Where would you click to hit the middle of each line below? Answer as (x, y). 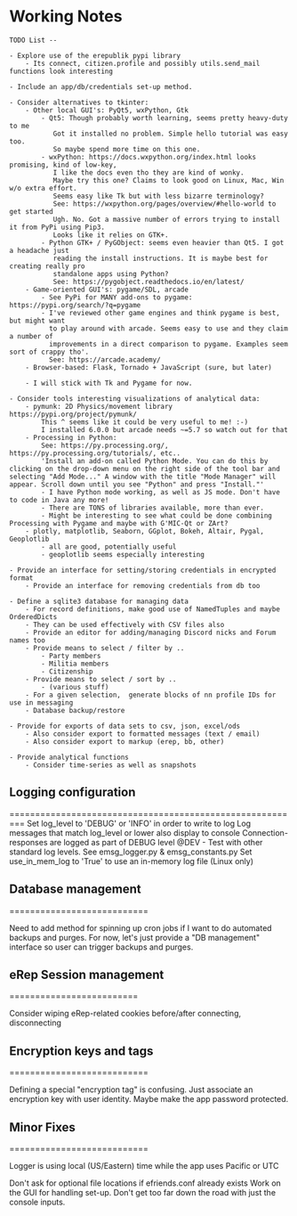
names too (28, 640)
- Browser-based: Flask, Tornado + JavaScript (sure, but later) (149, 367)
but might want (37, 321)
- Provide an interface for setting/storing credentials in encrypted (143, 570)
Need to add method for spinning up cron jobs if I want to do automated (141, 927)
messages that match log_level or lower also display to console (124, 832)
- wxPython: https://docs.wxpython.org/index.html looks (148, 157)
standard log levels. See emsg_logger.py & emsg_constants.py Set (131, 852)
